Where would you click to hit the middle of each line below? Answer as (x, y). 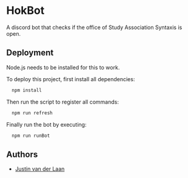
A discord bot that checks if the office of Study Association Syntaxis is (94, 27)
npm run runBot (31, 136)
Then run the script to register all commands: (63, 102)
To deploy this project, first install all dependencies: (71, 79)
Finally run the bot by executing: (46, 124)
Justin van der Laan (40, 169)
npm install (27, 90)
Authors (22, 154)
